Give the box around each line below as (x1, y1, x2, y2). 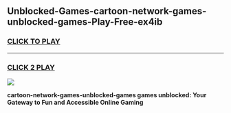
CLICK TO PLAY (7, 37, 60, 47)
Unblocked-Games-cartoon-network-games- (7, 5, 207, 17)
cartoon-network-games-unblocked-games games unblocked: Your (7, 90, 207, 99)
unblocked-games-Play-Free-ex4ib (7, 16, 163, 28)
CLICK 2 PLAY (7, 62, 55, 72)
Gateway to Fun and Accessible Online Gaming (7, 98, 144, 106)
